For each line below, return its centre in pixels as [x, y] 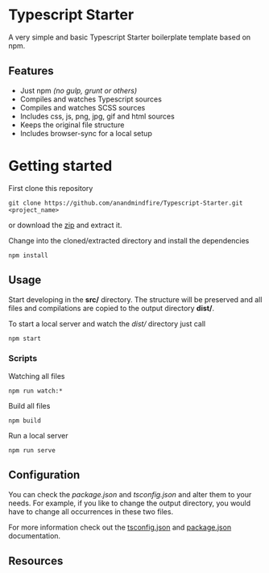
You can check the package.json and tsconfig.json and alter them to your [130, 494]
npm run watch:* [35, 391]
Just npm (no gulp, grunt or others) [79, 90]
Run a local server [38, 435]
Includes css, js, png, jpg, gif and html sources [97, 116]
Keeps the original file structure [72, 125]
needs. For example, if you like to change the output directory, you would [130, 503]
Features [31, 71]
